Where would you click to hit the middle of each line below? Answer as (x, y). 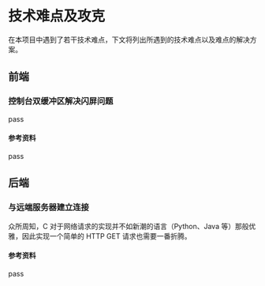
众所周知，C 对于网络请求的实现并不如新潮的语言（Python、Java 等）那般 (129, 226)
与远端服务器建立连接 (49, 208)
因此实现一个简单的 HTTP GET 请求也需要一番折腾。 (106, 236)
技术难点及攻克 (57, 16)
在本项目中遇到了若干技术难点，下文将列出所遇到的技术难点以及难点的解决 (129, 40)
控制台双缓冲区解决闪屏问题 (61, 101)
